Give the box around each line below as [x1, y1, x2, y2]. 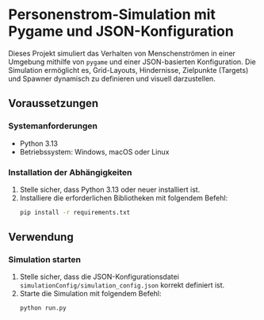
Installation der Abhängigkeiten [8, 166, 132, 177]
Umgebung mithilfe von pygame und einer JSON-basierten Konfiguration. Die [8, 57, 256, 67]
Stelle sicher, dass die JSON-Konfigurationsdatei [19, 272, 180, 282]
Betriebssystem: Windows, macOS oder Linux [19, 147, 170, 156]
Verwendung [8, 230, 74, 244]
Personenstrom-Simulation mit [8, 6, 216, 24]
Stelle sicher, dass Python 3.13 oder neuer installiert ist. [19, 185, 201, 194]
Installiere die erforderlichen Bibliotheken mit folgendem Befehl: [19, 192, 228, 203]
